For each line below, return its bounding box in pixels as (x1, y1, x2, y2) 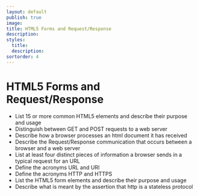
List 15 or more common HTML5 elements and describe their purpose (14, 112, 188, 119)
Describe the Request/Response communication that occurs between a (14, 138, 193, 145)
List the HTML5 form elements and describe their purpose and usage (14, 176, 187, 184)
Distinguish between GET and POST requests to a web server (14, 125, 167, 133)
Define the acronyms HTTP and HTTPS (14, 170, 113, 177)
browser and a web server (14, 144, 81, 151)
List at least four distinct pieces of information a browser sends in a (14, 151, 182, 158)
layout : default (6, 8, 47, 15)
